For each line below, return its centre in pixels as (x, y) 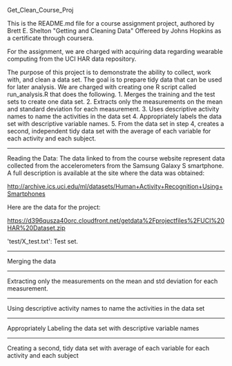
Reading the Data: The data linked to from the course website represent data (116, 158)
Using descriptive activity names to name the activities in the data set (106, 308)
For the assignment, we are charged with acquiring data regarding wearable (115, 52)
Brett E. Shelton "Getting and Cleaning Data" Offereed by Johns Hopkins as (115, 31)
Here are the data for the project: (54, 207)
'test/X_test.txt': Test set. (42, 241)
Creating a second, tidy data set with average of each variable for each (108, 348)
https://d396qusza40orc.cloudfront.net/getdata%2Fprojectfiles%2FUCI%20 (116, 220)
